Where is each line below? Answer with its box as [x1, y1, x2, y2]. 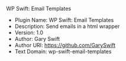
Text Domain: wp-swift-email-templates [14, 48, 112, 55]
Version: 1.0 [14, 29, 43, 36]
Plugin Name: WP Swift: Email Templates [14, 17, 114, 23]
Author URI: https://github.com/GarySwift [14, 41, 116, 49]
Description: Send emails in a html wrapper [14, 23, 120, 30]
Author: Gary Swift [14, 36, 60, 42]
